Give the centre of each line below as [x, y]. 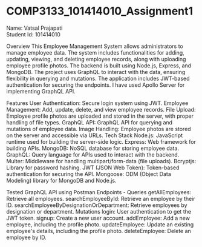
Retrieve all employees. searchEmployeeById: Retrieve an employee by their [101, 198]
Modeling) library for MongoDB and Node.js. [61, 180]
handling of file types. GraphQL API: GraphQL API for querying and [90, 122]
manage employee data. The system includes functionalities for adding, [95, 52]
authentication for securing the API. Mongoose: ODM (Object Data [89, 174]
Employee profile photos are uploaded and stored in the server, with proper [100, 116]
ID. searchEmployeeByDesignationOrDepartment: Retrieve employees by [97, 205]
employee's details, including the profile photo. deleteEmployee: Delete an [99, 231]
